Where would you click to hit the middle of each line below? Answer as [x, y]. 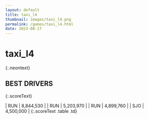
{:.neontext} [18, 68]
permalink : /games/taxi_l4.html [39, 24]
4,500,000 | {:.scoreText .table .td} [41, 111]
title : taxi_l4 [21, 15]
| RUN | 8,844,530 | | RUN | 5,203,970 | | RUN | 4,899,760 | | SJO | [75, 106]
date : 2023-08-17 [24, 29]
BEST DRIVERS [29, 84]
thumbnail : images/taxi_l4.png [38, 19]
